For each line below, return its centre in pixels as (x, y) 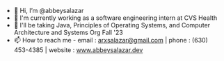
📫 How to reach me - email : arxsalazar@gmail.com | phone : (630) (111, 40)
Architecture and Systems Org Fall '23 (68, 32)
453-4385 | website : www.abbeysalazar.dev (78, 50)
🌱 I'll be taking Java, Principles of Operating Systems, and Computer (112, 25)
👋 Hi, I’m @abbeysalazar (49, 11)
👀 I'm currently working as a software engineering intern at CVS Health (115, 18)
